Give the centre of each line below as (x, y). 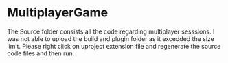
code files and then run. (41, 53)
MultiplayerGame (58, 13)
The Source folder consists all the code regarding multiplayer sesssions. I (111, 32)
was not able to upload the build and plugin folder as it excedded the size (111, 38)
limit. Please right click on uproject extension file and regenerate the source (114, 46)
